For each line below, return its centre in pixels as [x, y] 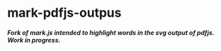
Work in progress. [34, 40]
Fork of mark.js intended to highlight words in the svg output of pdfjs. [111, 32]
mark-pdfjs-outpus [64, 13]
